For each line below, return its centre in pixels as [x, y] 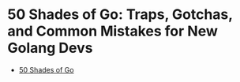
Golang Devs [50, 48]
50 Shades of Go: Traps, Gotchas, [120, 15]
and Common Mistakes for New [112, 31]
